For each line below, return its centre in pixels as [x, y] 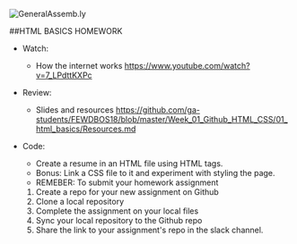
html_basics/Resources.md [86, 129]
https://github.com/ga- [157, 110]
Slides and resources [74, 110]
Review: [37, 93]
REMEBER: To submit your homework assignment [127, 182]
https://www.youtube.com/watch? [187, 66]
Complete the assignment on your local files [117, 211]
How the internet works [79, 66]
